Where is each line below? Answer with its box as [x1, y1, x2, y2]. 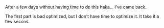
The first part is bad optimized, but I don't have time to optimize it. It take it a [5, 14, 159, 19]
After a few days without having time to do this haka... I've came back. [5, 4, 147, 10]
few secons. [5, 19, 30, 24]
